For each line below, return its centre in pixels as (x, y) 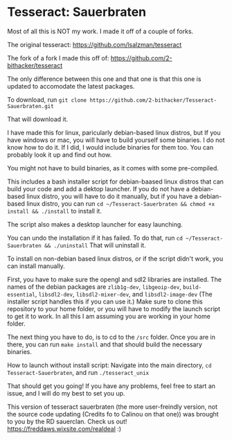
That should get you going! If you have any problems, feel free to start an (111, 386)
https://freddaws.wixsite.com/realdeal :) (64, 429)
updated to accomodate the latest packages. (71, 86)
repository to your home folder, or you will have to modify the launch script (114, 308)
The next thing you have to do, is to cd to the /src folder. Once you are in (111, 337)
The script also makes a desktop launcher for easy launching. (95, 224)
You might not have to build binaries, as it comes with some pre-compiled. (113, 168)
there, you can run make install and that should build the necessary (105, 344)
